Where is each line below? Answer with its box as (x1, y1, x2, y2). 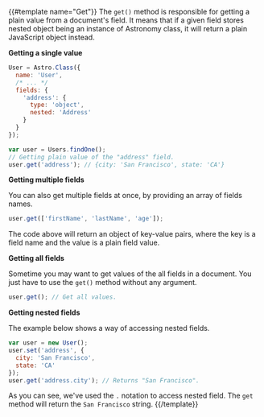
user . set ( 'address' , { (8, 346, 85, 354)
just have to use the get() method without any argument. (8, 278, 197, 287)
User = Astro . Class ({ (8, 64, 81, 72)
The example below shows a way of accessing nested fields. (8, 324, 210, 333)
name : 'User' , (15, 71, 63, 79)
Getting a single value (8, 48, 83, 57)
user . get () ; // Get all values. (8, 293, 117, 301)
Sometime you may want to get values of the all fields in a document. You (8, 269, 252, 279)
